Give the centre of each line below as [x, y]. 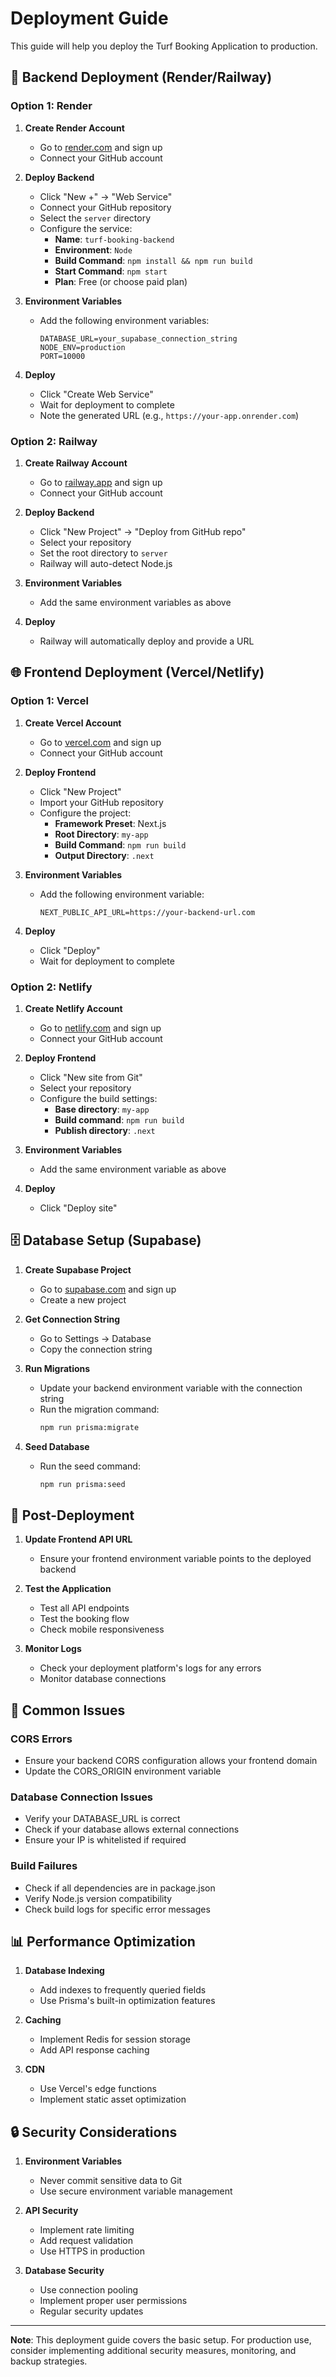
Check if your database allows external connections [132, 1829]
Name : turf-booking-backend [114, 239]
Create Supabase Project [78, 1269]
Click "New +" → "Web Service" [106, 196]
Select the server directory [95, 218]
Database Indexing [64, 1971]
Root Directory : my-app [101, 834]
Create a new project [83, 1299]
